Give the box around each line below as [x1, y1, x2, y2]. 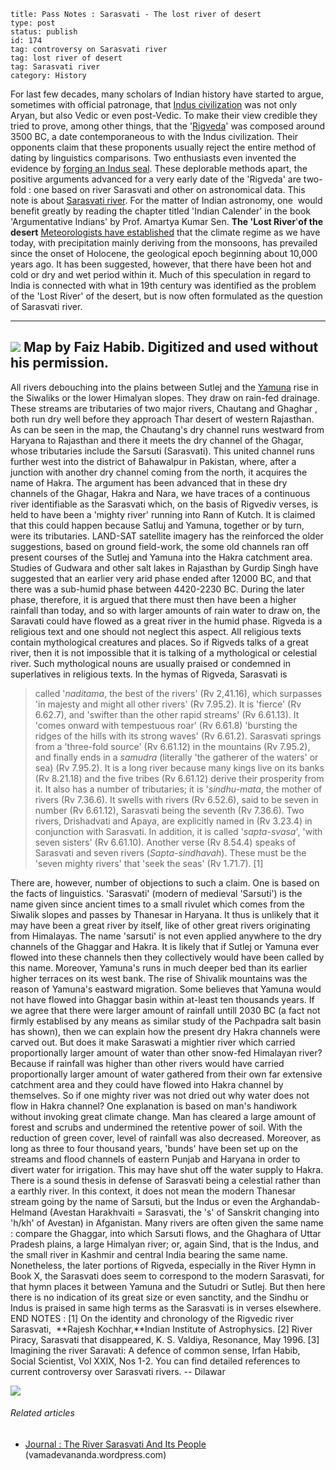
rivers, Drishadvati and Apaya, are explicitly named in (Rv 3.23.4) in [34, 815, 313, 827]
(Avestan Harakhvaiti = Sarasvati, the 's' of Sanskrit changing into [49, 1206, 320, 1218]
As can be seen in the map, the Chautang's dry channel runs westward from [10, 423, 325, 435]
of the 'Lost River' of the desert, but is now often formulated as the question [10, 290, 323, 302]
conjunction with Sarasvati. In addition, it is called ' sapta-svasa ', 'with [34, 825, 323, 837]
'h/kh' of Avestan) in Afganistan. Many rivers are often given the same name [10, 1216, 324, 1229]
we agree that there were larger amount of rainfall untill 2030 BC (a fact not [10, 1004, 321, 1016]
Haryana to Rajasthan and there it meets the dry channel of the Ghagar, [10, 434, 304, 446]
